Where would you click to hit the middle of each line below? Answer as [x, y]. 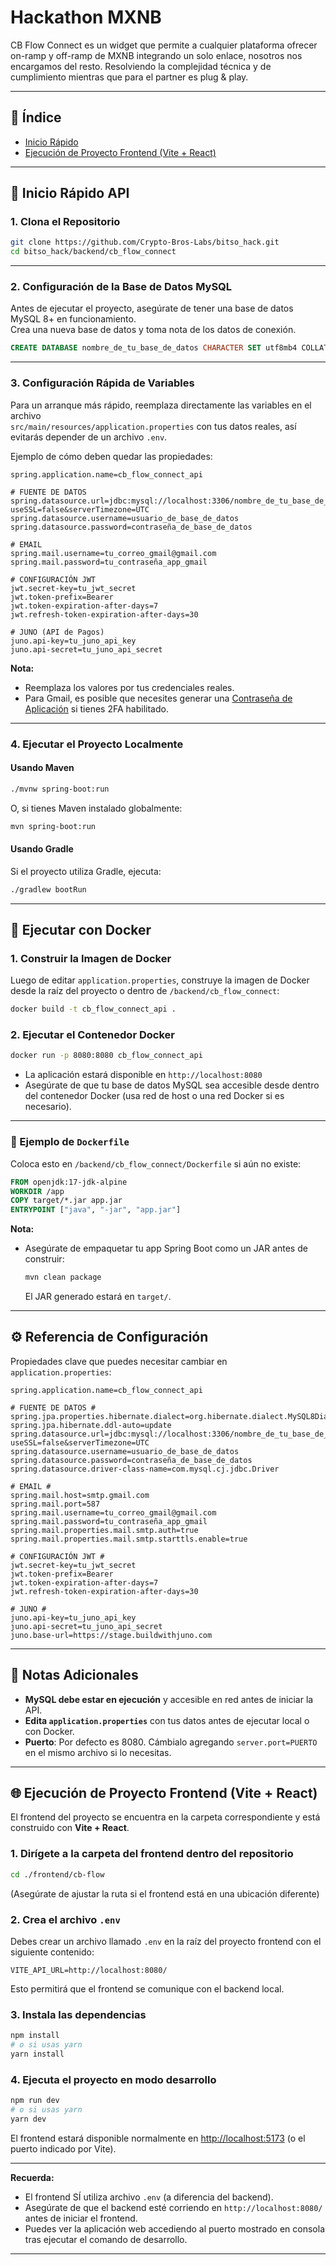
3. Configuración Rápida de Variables [102, 383]
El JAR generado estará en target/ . [98, 1297]
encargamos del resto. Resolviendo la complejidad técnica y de [141, 66]
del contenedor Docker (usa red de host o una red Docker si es [154, 1096]
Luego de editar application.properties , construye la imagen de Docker [160, 980]
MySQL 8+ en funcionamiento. [73, 319]
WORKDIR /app [37, 1191]
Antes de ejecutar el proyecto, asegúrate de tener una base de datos [152, 308]
